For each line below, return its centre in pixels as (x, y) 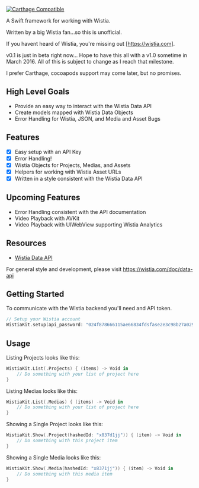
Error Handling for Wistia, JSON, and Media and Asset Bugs (88, 118)
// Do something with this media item (65, 474)
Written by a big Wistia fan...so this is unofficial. (64, 32)
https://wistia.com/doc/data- (158, 269)
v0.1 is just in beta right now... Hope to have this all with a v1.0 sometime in (97, 55)
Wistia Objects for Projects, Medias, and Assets (73, 165)
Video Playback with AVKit (47, 218)
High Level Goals (38, 92)
